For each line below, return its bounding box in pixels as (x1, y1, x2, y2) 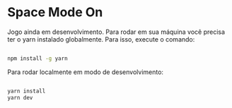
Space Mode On (7, 4, 103, 20)
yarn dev (7, 94, 33, 101)
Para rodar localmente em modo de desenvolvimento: (7, 68, 164, 76)
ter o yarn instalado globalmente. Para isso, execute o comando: (7, 35, 195, 43)
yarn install (7, 88, 46, 95)
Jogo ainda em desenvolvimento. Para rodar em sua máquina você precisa (7, 28, 225, 36)
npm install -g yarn (7, 54, 69, 62)
